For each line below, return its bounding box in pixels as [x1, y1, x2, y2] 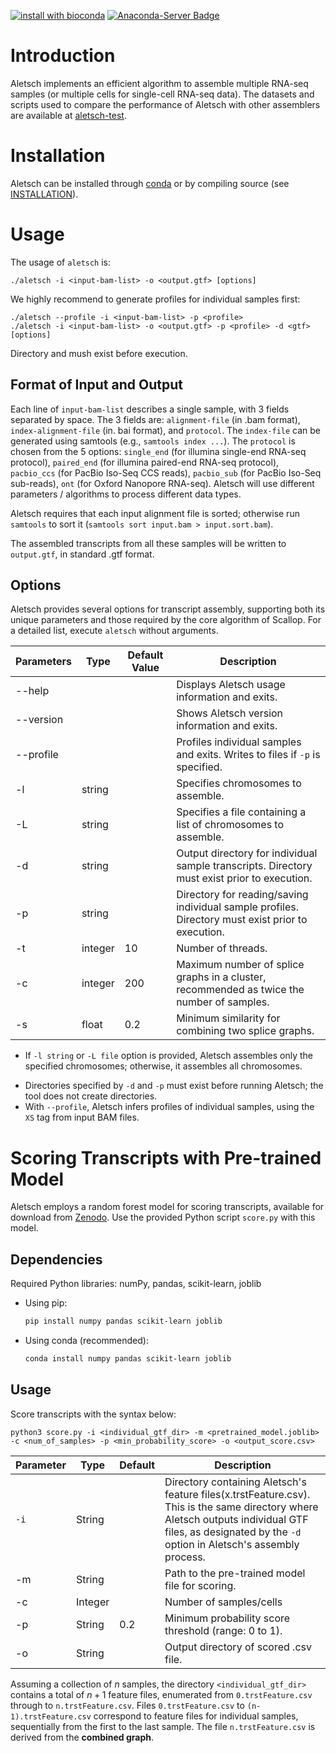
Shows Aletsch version [176, 706, 284, 720]
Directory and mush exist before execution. [10, 347, 188, 359]
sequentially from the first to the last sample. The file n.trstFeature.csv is [10, 1720, 316, 1732]
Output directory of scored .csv [164, 1640, 312, 1654]
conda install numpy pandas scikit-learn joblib [24, 1354, 232, 1364]
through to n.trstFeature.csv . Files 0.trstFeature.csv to [10, 1699, 245, 1711]
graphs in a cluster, [176, 970, 267, 984]
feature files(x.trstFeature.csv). [164, 1487, 311, 1501]
